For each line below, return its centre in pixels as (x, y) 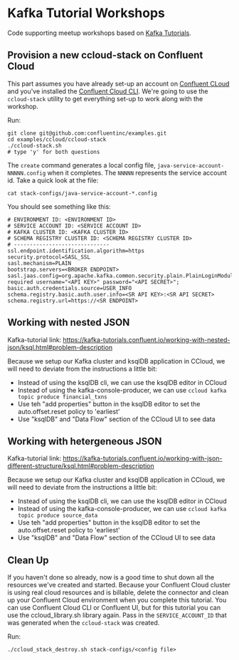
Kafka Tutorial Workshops (86, 13)
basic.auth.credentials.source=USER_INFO (70, 288)
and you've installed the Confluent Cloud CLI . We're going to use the (108, 91)
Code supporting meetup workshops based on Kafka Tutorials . (100, 33)
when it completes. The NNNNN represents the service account (137, 172)
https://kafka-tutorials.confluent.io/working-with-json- (143, 458)
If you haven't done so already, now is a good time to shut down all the (111, 577)
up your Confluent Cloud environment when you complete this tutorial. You (117, 600)
